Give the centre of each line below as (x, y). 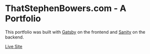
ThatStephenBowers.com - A (66, 8)
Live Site (14, 46)
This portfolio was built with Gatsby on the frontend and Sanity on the (75, 32)
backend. (14, 37)
